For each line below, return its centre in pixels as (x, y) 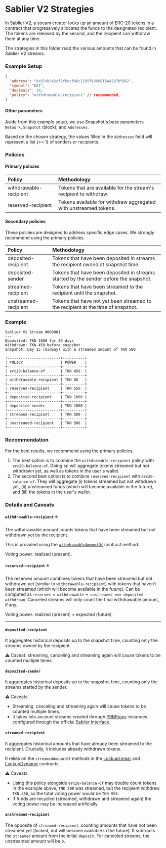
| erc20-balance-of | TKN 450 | (46, 371)
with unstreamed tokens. (87, 208)
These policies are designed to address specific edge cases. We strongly (80, 233)
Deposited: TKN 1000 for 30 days (40, 341)
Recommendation (27, 440)
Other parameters (24, 111)
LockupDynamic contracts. (33, 763)
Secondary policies (25, 222)
